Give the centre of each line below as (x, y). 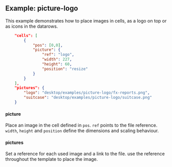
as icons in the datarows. (32, 26)
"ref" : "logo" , (58, 55)
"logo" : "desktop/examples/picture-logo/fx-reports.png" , (87, 93)
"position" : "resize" (65, 69)
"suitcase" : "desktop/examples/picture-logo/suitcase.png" (88, 98)
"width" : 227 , (57, 59)
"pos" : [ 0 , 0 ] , (48, 45)
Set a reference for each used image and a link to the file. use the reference (85, 154)
